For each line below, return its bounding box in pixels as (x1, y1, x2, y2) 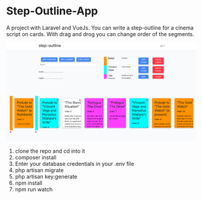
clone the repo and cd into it (14, 147, 86, 155)
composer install (14, 153, 57, 161)
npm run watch (14, 185, 53, 193)
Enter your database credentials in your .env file (14, 160, 134, 167)
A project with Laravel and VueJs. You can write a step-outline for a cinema (6, 24, 194, 31)
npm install (14, 179, 43, 186)
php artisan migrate (14, 167, 64, 174)
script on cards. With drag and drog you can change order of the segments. (6, 30, 195, 37)
